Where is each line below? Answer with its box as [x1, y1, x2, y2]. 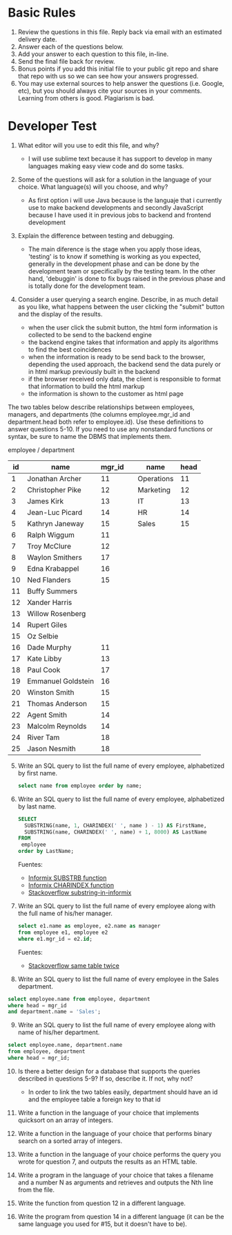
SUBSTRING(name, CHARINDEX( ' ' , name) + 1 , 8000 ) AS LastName [24, 829, 207, 836]
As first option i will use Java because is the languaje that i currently [28, 196, 222, 204]
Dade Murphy [27, 642, 72, 652]
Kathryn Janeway [27, 519, 84, 528]
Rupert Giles [27, 620, 68, 629]
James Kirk [27, 496, 64, 506]
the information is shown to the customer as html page [28, 389, 184, 397]
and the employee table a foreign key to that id [28, 1095, 161, 1103]
